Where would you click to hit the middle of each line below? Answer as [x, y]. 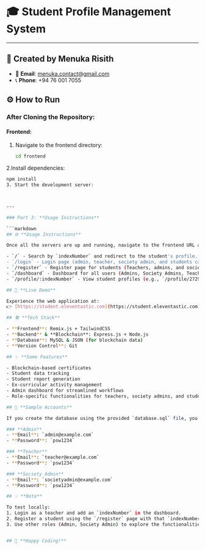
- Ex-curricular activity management [54, 385]
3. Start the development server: [50, 185]
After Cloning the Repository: [51, 117]
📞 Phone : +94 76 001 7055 [48, 80]
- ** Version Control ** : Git [42, 346]
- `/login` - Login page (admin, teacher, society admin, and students [99, 262]
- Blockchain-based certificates [49, 368]
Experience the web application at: [53, 301]
